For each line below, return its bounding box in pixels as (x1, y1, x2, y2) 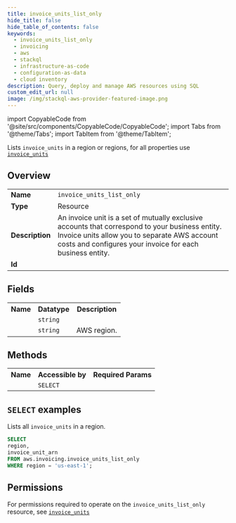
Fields (7, 283, 35, 296)
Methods (7, 349, 48, 361)
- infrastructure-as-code (13, 63, 90, 70)
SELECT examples (7, 403, 82, 415)
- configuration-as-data (13, 69, 86, 76)
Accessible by (37, 370, 86, 380)
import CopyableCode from (7, 115, 86, 123)
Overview (7, 170, 51, 182)
